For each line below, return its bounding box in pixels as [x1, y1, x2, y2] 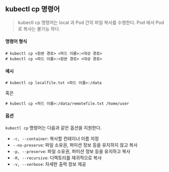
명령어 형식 [5, 38, 27, 44]
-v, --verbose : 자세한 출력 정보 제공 [12, 161, 86, 167]
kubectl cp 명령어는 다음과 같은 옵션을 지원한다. [5, 125, 102, 131]
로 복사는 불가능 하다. [17, 26, 60, 32]
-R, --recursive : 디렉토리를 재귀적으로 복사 [12, 155, 102, 161]
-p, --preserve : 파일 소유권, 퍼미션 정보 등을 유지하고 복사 [12, 149, 131, 155]
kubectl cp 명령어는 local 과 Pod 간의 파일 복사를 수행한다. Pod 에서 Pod [17, 19, 164, 26]
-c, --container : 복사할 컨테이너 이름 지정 [12, 136, 99, 142]
